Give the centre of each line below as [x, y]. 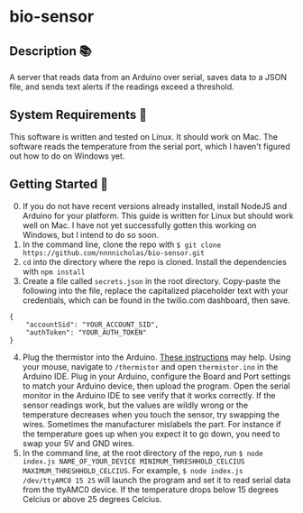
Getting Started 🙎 [59, 184]
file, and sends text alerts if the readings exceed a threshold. [122, 87]
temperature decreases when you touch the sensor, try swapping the [151, 414]
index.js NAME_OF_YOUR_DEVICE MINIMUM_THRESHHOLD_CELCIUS [133, 462]
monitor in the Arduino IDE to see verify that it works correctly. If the [149, 395]
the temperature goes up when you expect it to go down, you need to [151, 434]
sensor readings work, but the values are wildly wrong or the [135, 405]
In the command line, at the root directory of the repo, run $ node [142, 453]
